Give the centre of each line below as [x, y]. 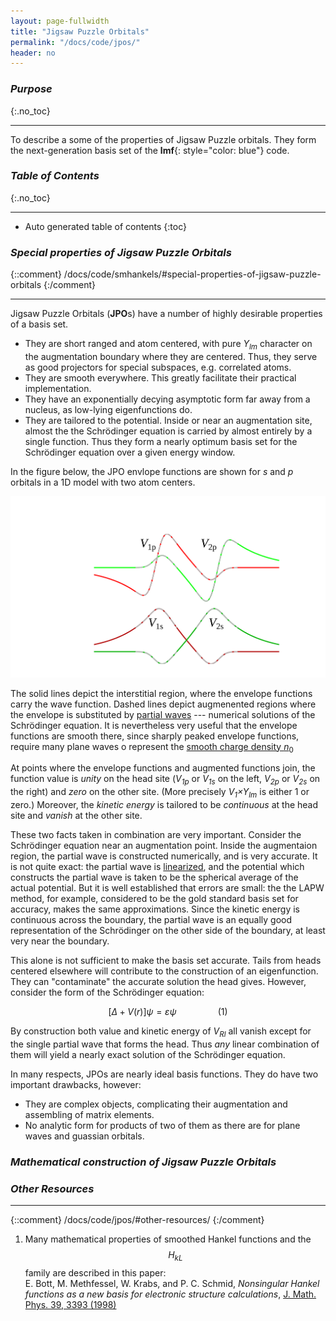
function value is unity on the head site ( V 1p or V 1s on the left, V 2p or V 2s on [165, 780]
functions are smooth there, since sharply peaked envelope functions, [155, 736]
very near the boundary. [60, 941]
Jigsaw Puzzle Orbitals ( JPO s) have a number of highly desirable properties [166, 314]
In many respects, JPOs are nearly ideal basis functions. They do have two [164, 1074]
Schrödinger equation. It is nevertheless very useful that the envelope [154, 725]
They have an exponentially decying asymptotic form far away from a [167, 399]
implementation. [58, 388]
